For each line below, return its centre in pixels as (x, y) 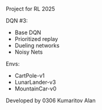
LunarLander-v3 (35, 82)
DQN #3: (17, 20)
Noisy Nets (29, 52)
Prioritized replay (36, 39)
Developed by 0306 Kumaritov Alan (51, 101)
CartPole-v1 (29, 75)
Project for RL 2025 (30, 9)
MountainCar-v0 (35, 89)
